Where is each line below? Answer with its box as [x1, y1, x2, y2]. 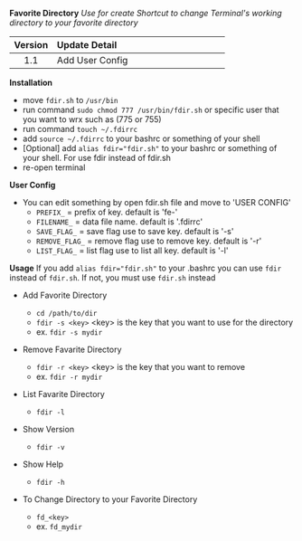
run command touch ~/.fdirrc [22, 124, 138, 134]
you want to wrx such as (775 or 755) [22, 114, 162, 125]
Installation [9, 77, 52, 88]
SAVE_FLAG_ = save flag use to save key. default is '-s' [35, 226, 234, 236]
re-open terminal [22, 162, 86, 173]
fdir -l [35, 408, 65, 417]
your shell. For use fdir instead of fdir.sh [22, 153, 172, 163]
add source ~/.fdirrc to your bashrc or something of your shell [22, 133, 260, 144]
